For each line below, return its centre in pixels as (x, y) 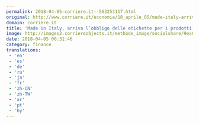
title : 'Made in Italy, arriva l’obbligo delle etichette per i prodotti (99, 28)
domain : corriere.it (32, 22)
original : (18, 17)
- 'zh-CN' (21, 89)
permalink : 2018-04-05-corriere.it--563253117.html (71, 12)
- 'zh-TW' (21, 94)
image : (14, 34)
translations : (24, 50)
